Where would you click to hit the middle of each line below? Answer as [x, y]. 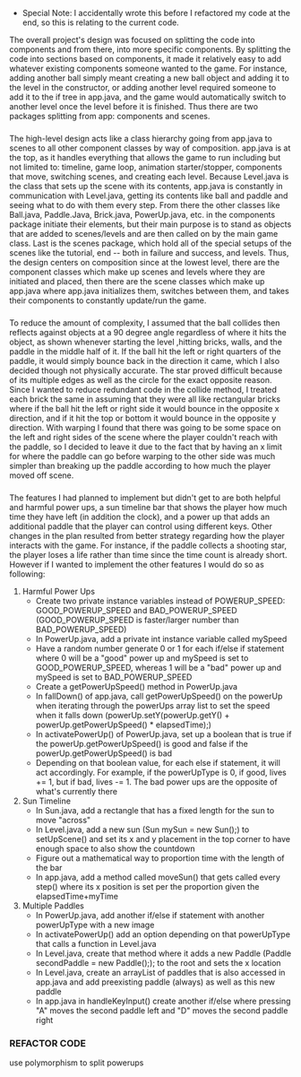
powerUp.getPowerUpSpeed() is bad [104, 753]
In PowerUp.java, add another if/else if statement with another [150, 915]
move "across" [63, 820]
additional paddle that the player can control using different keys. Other [141, 526]
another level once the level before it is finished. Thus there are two [133, 106]
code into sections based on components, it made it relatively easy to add [146, 59]
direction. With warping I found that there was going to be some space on [145, 427]
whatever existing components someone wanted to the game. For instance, [148, 68]
